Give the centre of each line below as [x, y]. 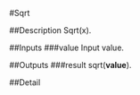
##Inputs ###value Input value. [67, 47]
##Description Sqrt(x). [50, 30]
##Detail [25, 82]
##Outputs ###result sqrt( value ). [70, 65]
